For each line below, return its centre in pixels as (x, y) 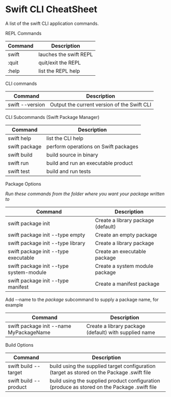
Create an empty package (126, 235)
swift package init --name (39, 326)
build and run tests (69, 171)
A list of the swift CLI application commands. (52, 23)
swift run (18, 163)
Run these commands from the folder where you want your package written (85, 194)
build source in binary (72, 155)
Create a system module (124, 266)
